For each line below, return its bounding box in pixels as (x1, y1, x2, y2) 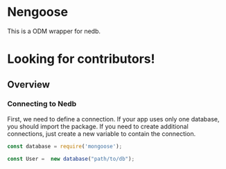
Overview (7, 79, 51, 90)
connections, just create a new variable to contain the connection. (7, 129, 196, 138)
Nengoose (7, 4, 68, 20)
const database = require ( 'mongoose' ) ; (7, 143, 123, 150)
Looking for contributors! (7, 51, 155, 67)
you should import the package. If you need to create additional (7, 122, 189, 130)
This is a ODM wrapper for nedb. (7, 27, 101, 35)
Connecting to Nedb (7, 99, 77, 109)
